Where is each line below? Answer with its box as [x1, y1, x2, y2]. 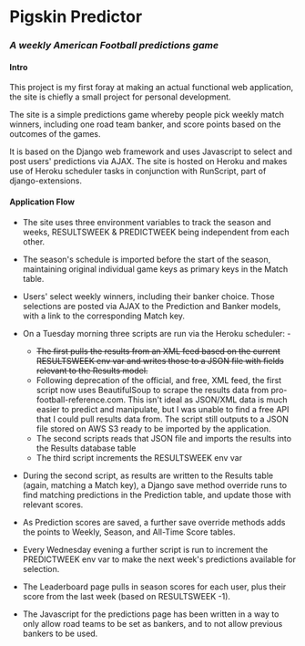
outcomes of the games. [9, 129, 102, 140]
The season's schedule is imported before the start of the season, [22, 254, 271, 265]
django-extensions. [9, 175, 83, 186]
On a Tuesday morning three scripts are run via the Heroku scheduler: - [22, 328, 291, 339]
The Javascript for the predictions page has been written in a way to [22, 609, 280, 620]
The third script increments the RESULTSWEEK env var [36, 452, 243, 463]
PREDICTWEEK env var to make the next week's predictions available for [22, 554, 296, 565]
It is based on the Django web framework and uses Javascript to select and [9, 146, 293, 157]
